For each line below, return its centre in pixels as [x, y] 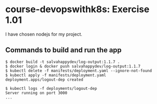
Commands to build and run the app [63, 50]
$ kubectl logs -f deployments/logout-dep [51, 88]
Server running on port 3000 [36, 93]
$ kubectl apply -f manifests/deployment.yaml [56, 75]
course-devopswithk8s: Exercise [77, 9]
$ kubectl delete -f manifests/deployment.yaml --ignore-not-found [79, 71]
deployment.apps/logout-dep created [44, 80]
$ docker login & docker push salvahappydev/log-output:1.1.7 [73, 66]
